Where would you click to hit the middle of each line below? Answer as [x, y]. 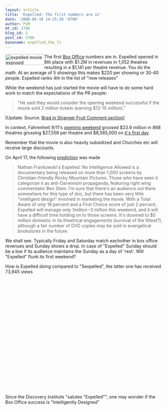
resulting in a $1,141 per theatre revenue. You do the [97, 67]
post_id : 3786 [20, 38]
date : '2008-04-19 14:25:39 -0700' [42, 19]
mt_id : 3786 [17, 29]
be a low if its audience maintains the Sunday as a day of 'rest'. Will [74, 251]
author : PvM [17, 24]
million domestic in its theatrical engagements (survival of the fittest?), [90, 220]
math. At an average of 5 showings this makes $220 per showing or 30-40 [82, 73]
